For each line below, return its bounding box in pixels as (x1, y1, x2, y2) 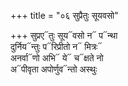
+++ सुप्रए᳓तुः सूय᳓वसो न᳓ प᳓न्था (10, 30, 118, 41)
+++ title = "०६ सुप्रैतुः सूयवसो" (10, 10, 119, 21)
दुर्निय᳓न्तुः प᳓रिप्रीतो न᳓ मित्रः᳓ (10, 41, 103, 52)
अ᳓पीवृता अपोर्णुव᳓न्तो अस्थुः (10, 63, 98, 75)
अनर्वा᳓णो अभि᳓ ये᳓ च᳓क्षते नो (10, 52, 104, 64)
